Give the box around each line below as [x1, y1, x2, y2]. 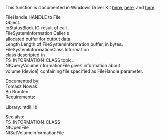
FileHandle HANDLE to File [5, 14, 61, 20]
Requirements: [5, 94, 35, 100]
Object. [5, 20, 21, 25]
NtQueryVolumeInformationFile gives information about [5, 63, 120, 68]
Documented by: [5, 78, 40, 84]
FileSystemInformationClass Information [5, 47, 89, 52]
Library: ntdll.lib [5, 104, 38, 110]
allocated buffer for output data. [5, 36, 72, 42]
